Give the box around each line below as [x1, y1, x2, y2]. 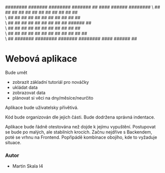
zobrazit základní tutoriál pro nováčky [12, 79, 89, 85]
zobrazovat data [12, 89, 46, 96]
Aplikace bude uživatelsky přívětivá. [5, 104, 79, 111]
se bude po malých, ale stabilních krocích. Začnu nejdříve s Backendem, [5, 129, 152, 135]
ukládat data [12, 84, 38, 90]
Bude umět [5, 69, 28, 75]
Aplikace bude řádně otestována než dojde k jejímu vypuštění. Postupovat [5, 123, 156, 129]
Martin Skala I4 [12, 163, 43, 169]
